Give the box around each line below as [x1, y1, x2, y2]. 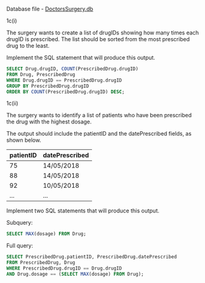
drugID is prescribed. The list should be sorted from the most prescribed [6, 36, 190, 42]
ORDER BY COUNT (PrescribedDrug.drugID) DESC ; [6, 88, 125, 95]
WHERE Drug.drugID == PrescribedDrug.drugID [6, 77, 122, 83]
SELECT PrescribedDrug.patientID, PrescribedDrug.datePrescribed [6, 254, 177, 260]
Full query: [6, 242, 34, 249]
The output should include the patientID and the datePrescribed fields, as [6, 130, 192, 138]
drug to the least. [6, 42, 50, 49]
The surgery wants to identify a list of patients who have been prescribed [6, 112, 192, 119]
